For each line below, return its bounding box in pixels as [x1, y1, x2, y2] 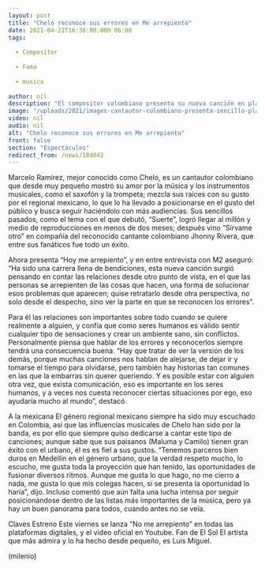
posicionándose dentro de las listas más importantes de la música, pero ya [8, 495, 251, 506]
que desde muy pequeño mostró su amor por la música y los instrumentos [8, 181, 250, 190]
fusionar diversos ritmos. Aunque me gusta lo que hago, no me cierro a [8, 471, 240, 480]
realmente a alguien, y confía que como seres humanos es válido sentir [8, 321, 240, 330]
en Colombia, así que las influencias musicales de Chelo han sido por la [8, 420, 241, 430]
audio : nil [8, 122, 44, 130]
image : [8, 107, 30, 115]
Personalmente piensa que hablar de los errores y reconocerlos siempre [8, 337, 243, 348]
